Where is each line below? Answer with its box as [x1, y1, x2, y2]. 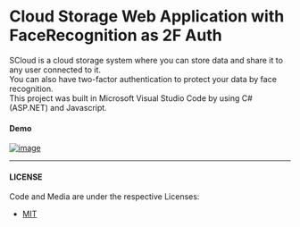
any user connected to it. [9, 64, 101, 75]
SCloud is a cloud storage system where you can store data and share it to [9, 55, 284, 65]
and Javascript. [50, 102, 107, 113]
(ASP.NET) [9, 102, 49, 113]
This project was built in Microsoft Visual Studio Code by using [9, 92, 240, 104]
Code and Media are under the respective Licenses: [9, 191, 200, 202]
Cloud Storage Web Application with [9, 6, 285, 27]
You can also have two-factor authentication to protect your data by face [9, 73, 277, 84]
